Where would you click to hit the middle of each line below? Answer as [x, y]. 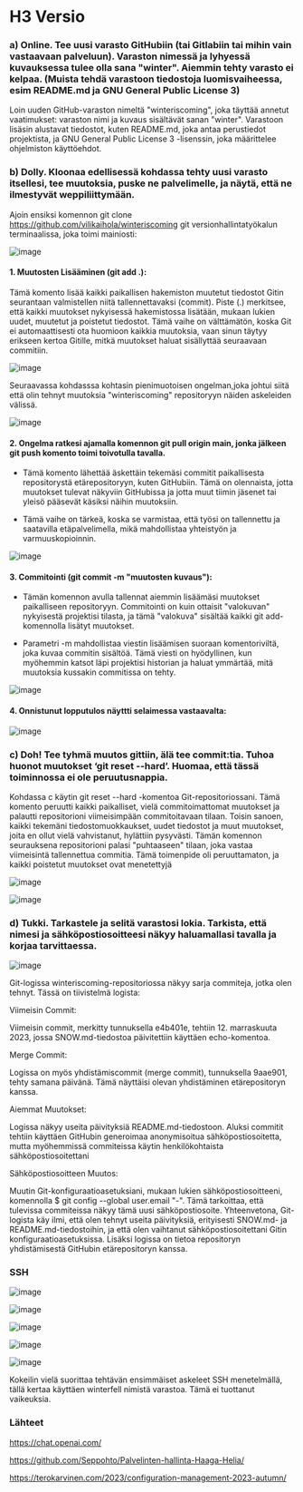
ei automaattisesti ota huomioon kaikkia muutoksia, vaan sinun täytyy [138, 331]
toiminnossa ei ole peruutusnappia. [89, 777]
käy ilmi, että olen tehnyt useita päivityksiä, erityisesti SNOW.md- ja [161, 1220]
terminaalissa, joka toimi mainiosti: [73, 234]
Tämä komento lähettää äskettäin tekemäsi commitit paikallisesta [143, 473]
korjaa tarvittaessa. [53, 945]
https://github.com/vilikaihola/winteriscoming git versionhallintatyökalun [144, 224]
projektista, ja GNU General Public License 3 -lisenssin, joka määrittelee [143, 139]
